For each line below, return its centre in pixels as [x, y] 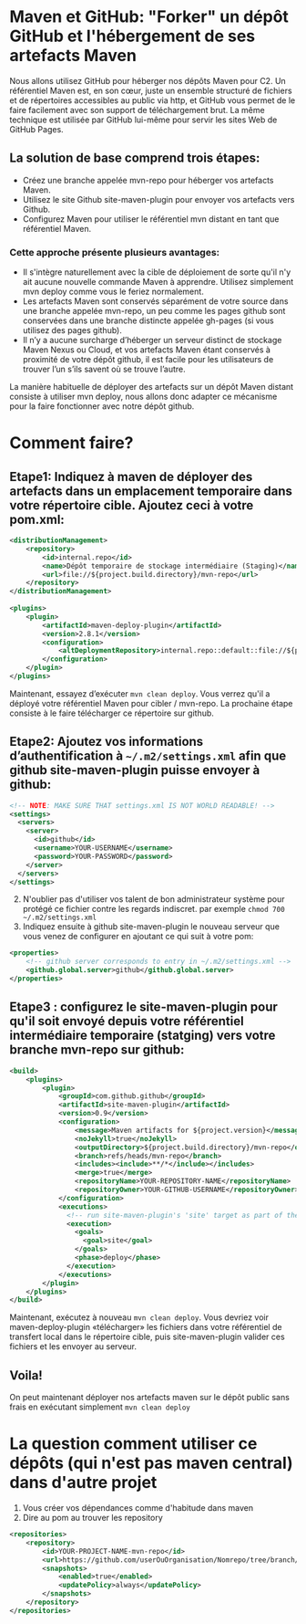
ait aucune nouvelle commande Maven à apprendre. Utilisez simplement [158, 282]
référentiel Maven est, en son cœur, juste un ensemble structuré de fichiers [151, 90]
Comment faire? [71, 443]
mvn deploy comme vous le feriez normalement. [113, 292]
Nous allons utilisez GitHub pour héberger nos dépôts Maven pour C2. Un [148, 80]
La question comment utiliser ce [133, 1444]
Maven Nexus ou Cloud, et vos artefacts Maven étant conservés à [147, 350]
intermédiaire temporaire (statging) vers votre [143, 1036]
